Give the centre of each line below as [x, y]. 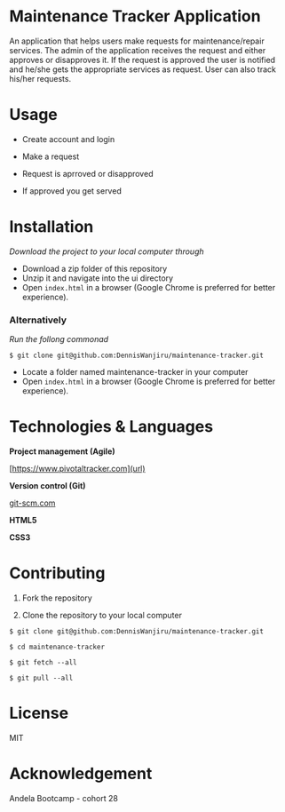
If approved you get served [71, 191]
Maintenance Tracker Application [135, 16]
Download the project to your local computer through [107, 251]
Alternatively [38, 320]
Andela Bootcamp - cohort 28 [63, 798]
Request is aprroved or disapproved [87, 173]
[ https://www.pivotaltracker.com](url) [77, 469]
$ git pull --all [41, 678]
